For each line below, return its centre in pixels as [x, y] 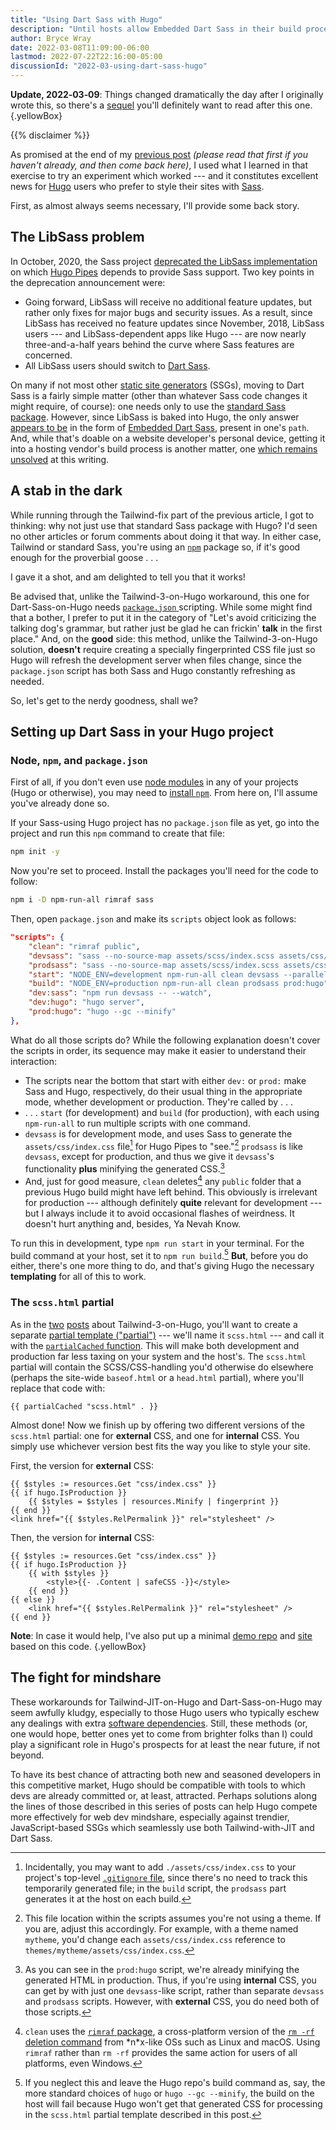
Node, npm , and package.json [79, 760]
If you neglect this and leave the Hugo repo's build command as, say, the [175, 2082]
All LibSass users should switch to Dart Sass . [117, 365]
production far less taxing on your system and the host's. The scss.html [158, 1356]
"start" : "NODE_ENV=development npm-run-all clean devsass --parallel [178, 974]
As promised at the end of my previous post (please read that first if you [159, 154]
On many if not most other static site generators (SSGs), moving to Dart [157, 385]
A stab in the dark [66, 491]
